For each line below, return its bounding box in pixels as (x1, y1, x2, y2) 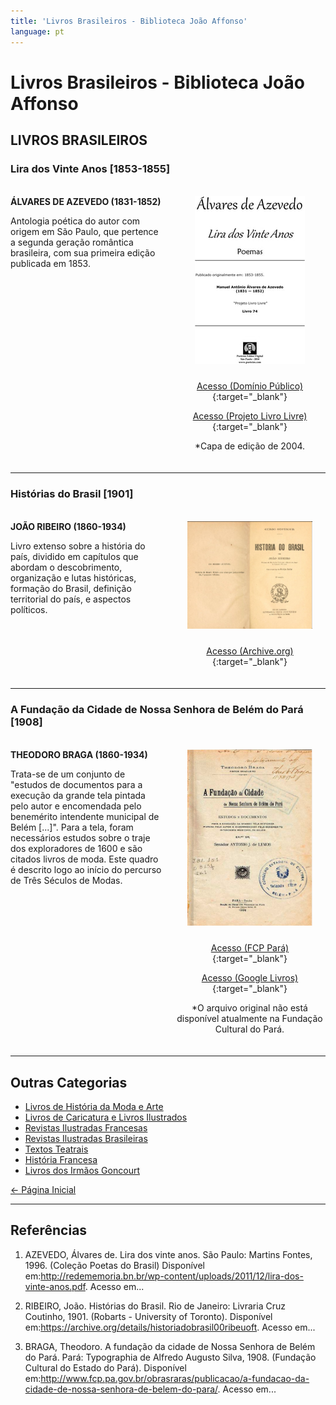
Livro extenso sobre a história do (10, 540, 146, 552)
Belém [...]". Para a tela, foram (10, 821, 134, 834)
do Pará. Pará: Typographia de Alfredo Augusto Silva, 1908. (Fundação (24, 1351, 317, 1363)
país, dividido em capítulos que (10, 550, 139, 562)
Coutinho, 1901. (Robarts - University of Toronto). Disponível (24, 1310, 273, 1322)
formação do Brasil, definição (10, 582, 132, 594)
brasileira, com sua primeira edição (10, 247, 156, 259)
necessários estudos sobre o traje (10, 832, 151, 844)
